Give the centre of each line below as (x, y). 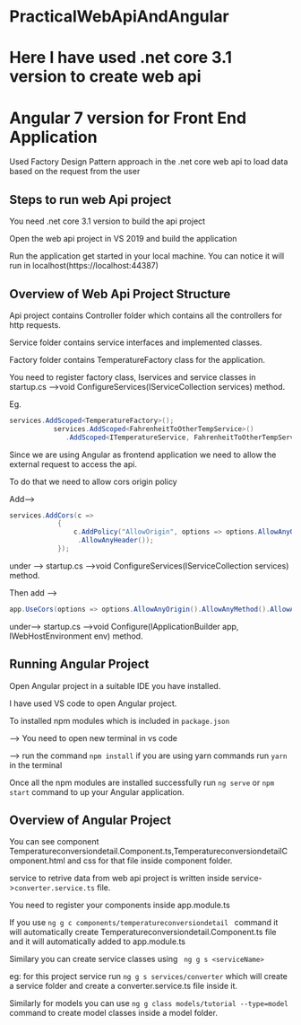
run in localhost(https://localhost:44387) (84, 266)
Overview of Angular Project (90, 821)
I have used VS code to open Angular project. (93, 703)
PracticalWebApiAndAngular (120, 17)
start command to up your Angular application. (97, 791)
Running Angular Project (79, 664)
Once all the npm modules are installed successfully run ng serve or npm (142, 782)
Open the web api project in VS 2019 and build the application (123, 239)
